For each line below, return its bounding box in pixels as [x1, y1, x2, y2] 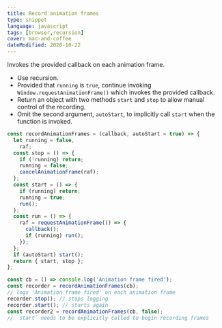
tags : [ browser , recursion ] [7, 29, 84, 36]
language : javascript [7, 23, 69, 29]
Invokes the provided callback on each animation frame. [7, 61, 165, 68]
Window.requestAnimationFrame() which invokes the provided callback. [16, 88, 215, 96]
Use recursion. [16, 74, 59, 82]
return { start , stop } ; [13, 258, 84, 264]
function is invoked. [16, 118, 73, 125]
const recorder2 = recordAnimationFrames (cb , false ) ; [7, 308, 164, 315]
